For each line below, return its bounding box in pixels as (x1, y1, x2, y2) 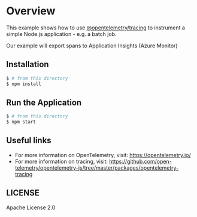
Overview (6, 4, 56, 18)
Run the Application (6, 97, 82, 107)
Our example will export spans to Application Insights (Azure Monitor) (6, 42, 178, 49)
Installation (6, 59, 49, 70)
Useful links (6, 135, 52, 146)
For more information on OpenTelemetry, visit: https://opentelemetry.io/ (14, 151, 191, 158)
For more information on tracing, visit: (14, 158, 108, 165)
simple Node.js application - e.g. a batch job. (6, 30, 117, 37)
